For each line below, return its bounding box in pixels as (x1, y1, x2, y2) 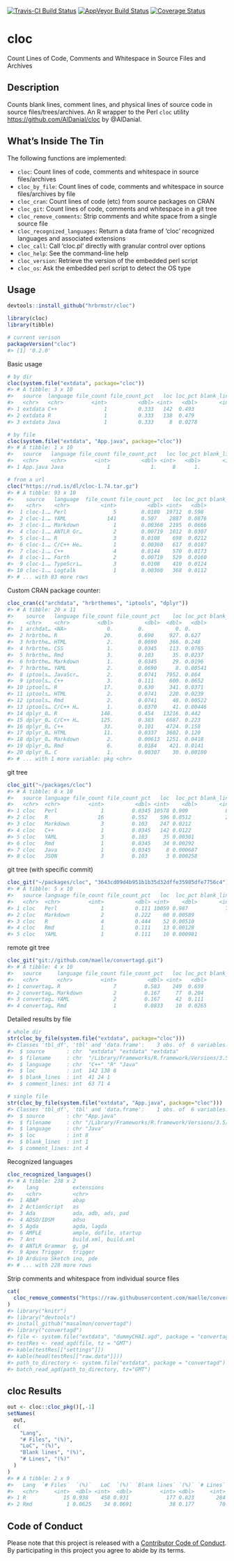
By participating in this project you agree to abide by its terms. (7, 1546, 186, 1554)
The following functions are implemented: (7, 154, 127, 162)
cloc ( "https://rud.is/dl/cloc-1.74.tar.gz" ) (7, 482, 139, 490)
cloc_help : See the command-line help (17, 248, 129, 257)
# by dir (7, 373, 33, 380)
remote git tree (7, 943, 50, 952)
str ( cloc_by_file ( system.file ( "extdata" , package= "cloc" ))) (7, 1035, 186, 1042)
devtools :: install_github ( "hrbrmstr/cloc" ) (7, 302, 136, 310)
